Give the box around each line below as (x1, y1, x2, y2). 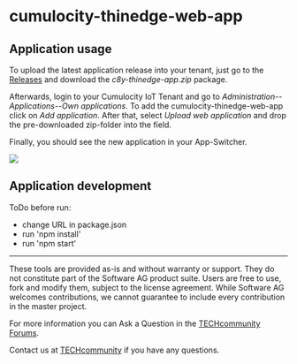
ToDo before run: (9, 201, 72, 213)
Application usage (9, 42, 112, 57)
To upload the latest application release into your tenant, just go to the (9, 64, 264, 75)
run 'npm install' (21, 228, 81, 239)
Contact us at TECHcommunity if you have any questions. (9, 345, 220, 355)
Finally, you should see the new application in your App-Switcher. (9, 137, 247, 147)
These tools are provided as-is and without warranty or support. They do (9, 263, 275, 274)
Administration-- (222, 91, 283, 102)
